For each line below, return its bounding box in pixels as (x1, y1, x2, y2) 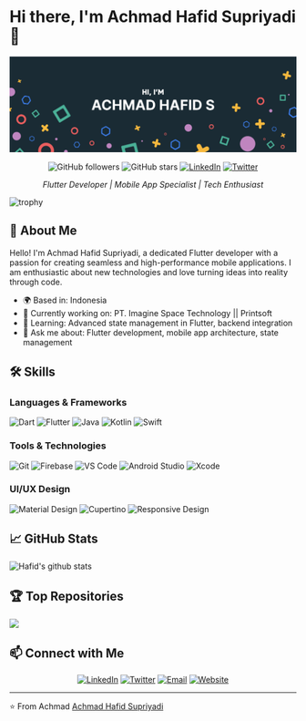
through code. (9, 276, 63, 287)
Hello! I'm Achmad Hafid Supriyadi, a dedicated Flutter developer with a (9, 247, 279, 258)
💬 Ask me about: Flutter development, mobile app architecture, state (22, 326, 280, 338)
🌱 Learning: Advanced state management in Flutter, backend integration (22, 317, 293, 328)
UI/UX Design (9, 483, 71, 496)
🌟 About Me (9, 223, 77, 239)
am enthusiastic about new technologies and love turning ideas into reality (9, 266, 289, 277)
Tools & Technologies (9, 439, 107, 452)
